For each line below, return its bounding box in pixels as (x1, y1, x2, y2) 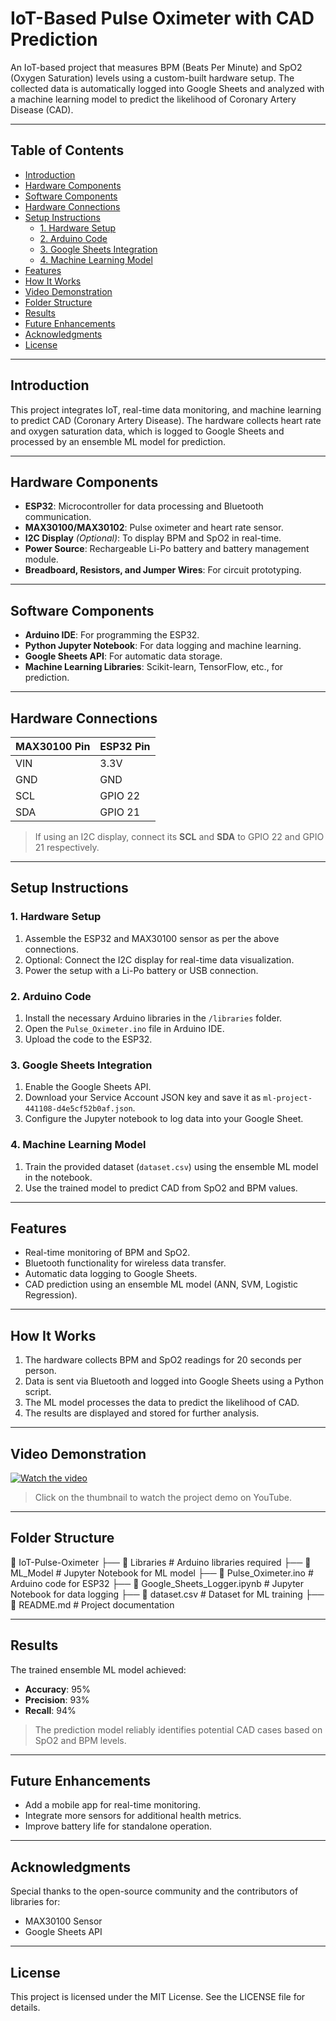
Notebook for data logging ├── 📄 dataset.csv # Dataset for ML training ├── (10, 1588, 325, 1600)
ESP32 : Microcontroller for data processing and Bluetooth (24, 500, 264, 512)
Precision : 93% (24, 1693, 90, 1706)
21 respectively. (34, 842, 100, 853)
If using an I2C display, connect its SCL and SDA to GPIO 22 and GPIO (34, 831, 325, 842)
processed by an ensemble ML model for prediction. (10, 435, 227, 447)
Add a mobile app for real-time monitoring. (24, 1799, 201, 1811)
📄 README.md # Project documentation (10, 1598, 175, 1611)
